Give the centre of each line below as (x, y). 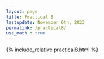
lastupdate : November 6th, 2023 (45, 22)
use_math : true (26, 33)
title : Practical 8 (30, 17)
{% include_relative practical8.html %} (52, 50)
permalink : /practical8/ (36, 28)
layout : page (22, 11)
